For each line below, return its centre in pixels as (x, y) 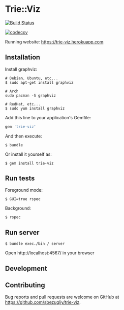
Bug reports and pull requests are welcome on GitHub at (62, 297)
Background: (18, 208)
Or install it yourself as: (28, 154)
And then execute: (24, 136)
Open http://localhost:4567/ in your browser (50, 253)
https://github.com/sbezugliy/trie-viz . (43, 302)
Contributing (25, 285)
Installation (23, 57)
